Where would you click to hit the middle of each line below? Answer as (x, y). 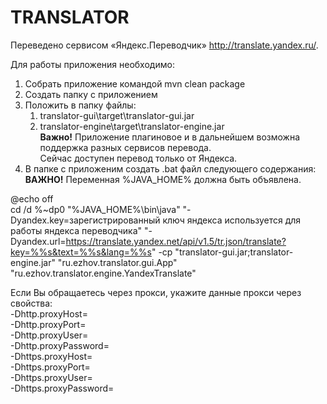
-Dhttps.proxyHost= (51, 356)
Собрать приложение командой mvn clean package (135, 83)
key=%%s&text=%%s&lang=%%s (81, 252)
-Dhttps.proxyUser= (51, 377)
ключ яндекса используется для (232, 220)
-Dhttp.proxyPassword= (60, 345)
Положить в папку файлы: (80, 105)
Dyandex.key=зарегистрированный (85, 220)
